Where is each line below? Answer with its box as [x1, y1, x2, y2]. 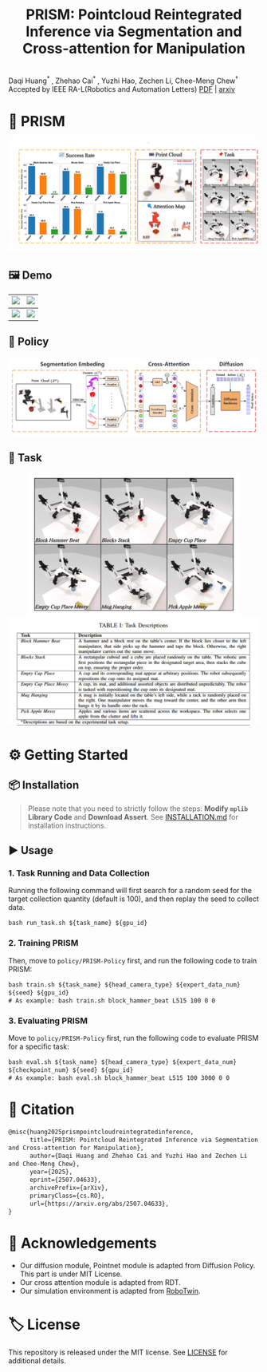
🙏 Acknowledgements [8, 1235, 157, 1252]
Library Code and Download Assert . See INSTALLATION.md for [27, 812, 239, 821]
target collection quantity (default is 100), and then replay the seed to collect [8, 894, 259, 903]
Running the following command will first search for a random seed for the [8, 886, 253, 896]
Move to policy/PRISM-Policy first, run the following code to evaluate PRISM [8, 1033, 259, 1042]
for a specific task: [8, 1042, 69, 1051]
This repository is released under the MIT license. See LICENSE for [8, 1347, 229, 1357]
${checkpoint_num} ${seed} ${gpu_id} [8, 1066, 134, 1074]
